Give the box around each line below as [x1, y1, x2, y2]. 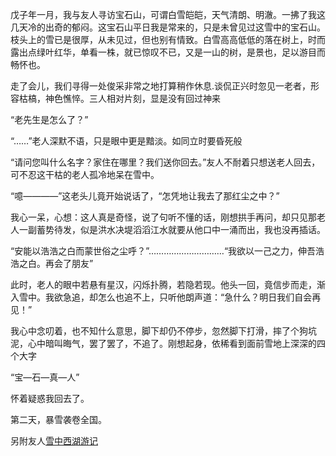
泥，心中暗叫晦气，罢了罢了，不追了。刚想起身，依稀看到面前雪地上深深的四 [10, 338, 326, 349]
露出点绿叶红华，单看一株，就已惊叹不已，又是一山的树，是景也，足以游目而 [10, 46, 326, 58]
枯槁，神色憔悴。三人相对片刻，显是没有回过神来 [18, 93, 221, 104]
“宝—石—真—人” [10, 371, 80, 383]
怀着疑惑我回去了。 [10, 393, 90, 404]
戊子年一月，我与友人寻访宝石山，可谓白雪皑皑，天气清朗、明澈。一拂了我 [10, 9, 317, 20]
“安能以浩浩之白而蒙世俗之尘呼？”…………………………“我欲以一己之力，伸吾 [10, 245, 317, 257]
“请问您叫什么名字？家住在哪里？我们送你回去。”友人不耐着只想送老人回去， [10, 156, 321, 168]
